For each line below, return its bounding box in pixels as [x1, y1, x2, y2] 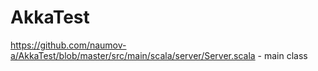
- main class [257, 49, 308, 61]
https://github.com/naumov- [10, 39, 127, 51]
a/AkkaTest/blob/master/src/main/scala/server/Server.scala [10, 49, 256, 61]
